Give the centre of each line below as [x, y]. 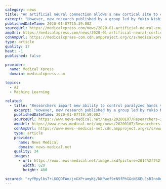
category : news [21, 10]
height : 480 [35, 170]
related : [14, 101]
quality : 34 [26, 151]
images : [22, 156]
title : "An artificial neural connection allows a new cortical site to [82, 14]
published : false [23, 56]
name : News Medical [38, 142]
